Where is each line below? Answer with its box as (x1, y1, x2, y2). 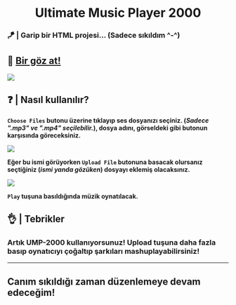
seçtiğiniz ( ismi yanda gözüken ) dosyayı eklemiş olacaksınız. (7, 165, 190, 173)
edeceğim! (7, 286, 55, 299)
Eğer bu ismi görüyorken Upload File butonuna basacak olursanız (7, 158, 203, 166)
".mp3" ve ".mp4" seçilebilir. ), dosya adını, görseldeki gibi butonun (7, 123, 208, 132)
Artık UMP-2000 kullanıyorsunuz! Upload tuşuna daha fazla (7, 238, 216, 248)
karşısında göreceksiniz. (7, 131, 81, 140)
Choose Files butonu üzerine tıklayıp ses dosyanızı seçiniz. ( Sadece (7, 116, 209, 124)
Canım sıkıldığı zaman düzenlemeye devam (7, 276, 201, 287)
